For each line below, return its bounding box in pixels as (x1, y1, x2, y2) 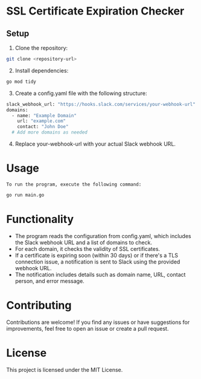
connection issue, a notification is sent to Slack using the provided (14, 258, 180, 265)
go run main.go (6, 192, 45, 198)
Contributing (6, 298, 72, 312)
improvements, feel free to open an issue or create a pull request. (6, 325, 169, 332)
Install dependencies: (14, 66, 69, 74)
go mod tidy (6, 79, 36, 85)
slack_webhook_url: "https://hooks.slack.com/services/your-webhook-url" (6, 101, 196, 107)
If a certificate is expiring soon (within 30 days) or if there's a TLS (14, 251, 179, 259)
